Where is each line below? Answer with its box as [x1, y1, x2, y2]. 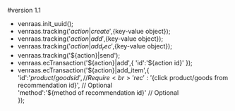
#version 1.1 [7, 6, 41, 14]
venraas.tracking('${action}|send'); [17, 51, 121, 59]
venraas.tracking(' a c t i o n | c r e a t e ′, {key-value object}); [17, 27, 171, 35]
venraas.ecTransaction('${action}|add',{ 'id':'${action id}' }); [17, 58, 193, 67]
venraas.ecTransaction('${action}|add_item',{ [17, 66, 150, 74]
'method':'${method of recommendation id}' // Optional [17, 88, 179, 97]
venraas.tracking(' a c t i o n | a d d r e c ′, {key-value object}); [17, 42, 173, 52]
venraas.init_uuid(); [17, 20, 74, 27]
